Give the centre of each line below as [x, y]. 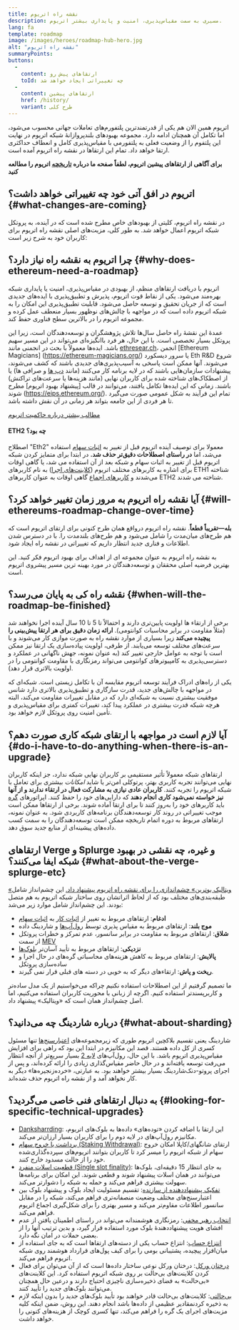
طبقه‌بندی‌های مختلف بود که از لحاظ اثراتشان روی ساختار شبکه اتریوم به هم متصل [117, 897]
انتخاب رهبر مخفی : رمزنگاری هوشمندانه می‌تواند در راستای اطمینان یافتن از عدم [124, 1220]
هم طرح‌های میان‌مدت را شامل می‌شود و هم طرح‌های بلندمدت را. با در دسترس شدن [120, 535]
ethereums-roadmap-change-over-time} [101, 511]
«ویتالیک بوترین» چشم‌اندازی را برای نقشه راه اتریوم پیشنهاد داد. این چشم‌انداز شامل [120, 889]
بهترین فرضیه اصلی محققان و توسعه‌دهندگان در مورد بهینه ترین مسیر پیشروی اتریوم [119, 564]
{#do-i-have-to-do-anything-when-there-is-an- [118, 746]
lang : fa [21, 27]
